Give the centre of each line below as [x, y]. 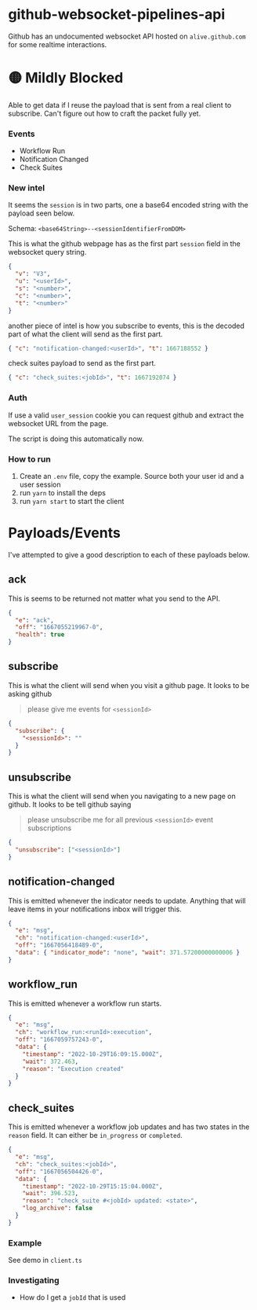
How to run [29, 459]
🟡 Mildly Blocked [66, 78]
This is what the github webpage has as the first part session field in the [124, 244]
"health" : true [40, 635]
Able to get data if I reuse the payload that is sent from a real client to [120, 105]
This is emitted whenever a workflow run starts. [85, 1003]
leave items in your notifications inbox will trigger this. [95, 909]
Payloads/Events [65, 533]
